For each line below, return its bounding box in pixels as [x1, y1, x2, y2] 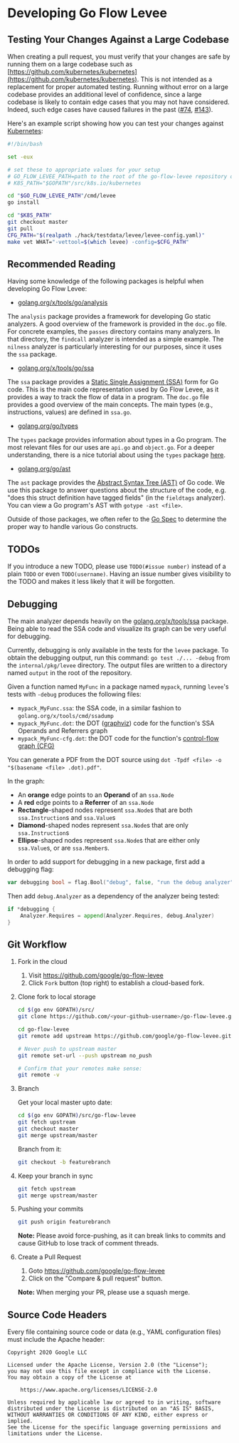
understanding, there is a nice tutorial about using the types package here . [7, 451, 226, 459]
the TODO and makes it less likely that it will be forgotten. [7, 577, 176, 586]
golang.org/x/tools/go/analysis [17, 298, 108, 307]
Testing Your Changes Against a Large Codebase [7, 34, 230, 46]
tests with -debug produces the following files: [7, 689, 142, 698]
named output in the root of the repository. [7, 668, 132, 677]
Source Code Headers [7, 1308, 107, 1320]
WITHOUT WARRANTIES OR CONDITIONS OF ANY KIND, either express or [7, 1412, 208, 1419]
